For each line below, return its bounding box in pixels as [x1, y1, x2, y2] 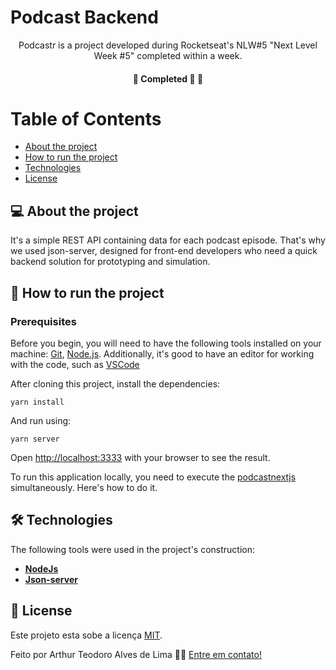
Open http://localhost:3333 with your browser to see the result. [10, 451, 271, 463]
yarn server [10, 434, 60, 444]
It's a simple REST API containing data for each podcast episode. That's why [10, 234, 326, 246]
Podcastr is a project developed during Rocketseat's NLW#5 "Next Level [18, 39, 318, 51]
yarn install [10, 397, 65, 407]
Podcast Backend [10, 6, 159, 29]
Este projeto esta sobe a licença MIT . [10, 629, 163, 641]
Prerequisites [10, 314, 77, 328]
